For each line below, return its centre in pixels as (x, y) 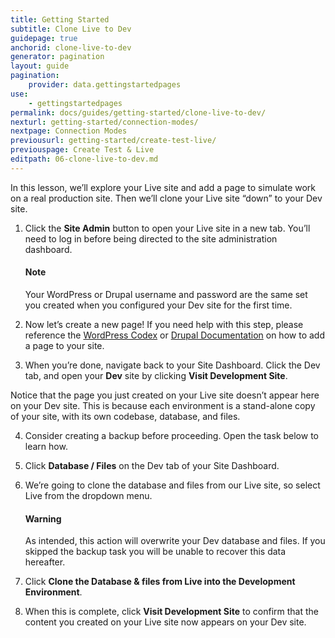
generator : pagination (57, 57)
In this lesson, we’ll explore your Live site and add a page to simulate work (163, 187)
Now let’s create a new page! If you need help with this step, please (164, 324)
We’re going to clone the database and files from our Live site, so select (172, 485)
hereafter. (45, 562)
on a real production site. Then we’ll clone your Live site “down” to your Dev (166, 198)
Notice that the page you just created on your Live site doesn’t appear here (165, 395)
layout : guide (40, 66)
